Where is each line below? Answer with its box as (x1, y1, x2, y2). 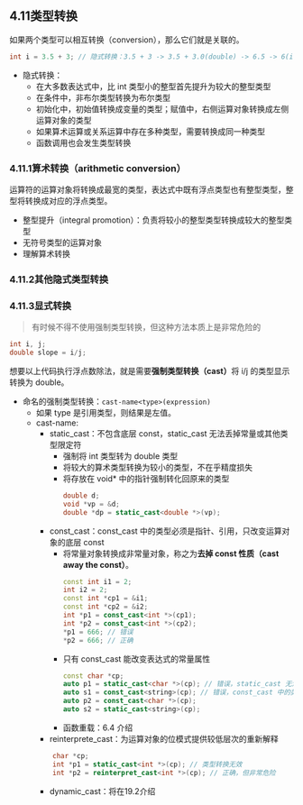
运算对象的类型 (35, 114, 92, 125)
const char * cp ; (62, 671, 124, 681)
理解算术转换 (22, 248, 70, 259)
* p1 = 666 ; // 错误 (62, 627, 133, 636)
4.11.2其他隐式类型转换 (9, 273, 109, 286)
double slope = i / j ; (9, 348, 87, 358)
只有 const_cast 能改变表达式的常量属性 (62, 653, 211, 664)
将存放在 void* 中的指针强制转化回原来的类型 (62, 472, 230, 484)
